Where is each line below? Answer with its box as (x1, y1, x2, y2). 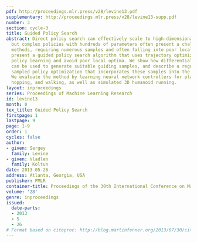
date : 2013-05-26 (6, 167, 49, 173)
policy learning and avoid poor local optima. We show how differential (11, 58, 193, 63)
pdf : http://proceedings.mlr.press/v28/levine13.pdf (6, 8, 138, 15)
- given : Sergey (6, 145, 46, 151)
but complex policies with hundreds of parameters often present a (11, 42, 180, 48)
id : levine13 (6, 96, 38, 102)
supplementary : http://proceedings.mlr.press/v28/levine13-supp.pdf (6, 14, 177, 20)
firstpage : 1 (6, 112, 38, 118)
